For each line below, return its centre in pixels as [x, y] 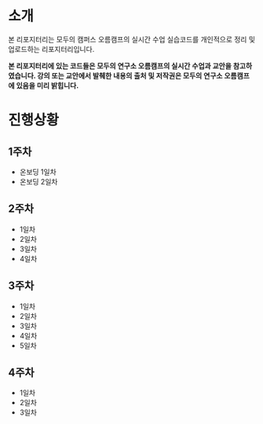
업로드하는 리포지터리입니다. [51, 49]
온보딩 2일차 [38, 181]
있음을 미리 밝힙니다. [47, 85]
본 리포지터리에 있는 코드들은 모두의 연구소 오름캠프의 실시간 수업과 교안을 [120, 66]
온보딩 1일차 [38, 172]
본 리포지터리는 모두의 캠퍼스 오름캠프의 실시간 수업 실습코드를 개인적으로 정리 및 [132, 39]
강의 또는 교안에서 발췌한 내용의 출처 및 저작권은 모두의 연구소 [130, 75]
